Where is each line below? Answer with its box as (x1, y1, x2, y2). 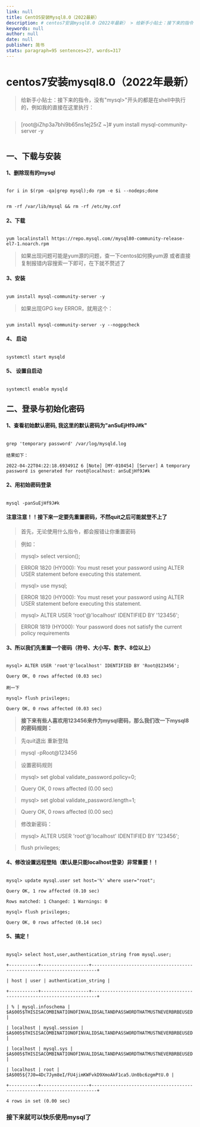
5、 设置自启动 (6, 367, 43, 374)
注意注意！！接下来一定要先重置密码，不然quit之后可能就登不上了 (6, 514, 168, 521)
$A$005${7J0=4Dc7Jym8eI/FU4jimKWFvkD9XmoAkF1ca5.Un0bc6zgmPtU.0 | (6, 1071, 174, 1078)
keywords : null (6, 25, 44, 32)
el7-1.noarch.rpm (6, 241, 49, 247)
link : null (6, 8, 33, 15)
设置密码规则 (20, 762, 52, 769)
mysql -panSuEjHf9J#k (6, 500, 60, 506)
